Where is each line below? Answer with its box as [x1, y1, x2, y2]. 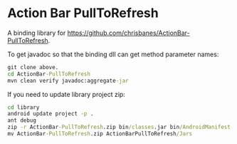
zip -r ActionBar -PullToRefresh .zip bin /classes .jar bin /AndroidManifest [7, 123, 231, 131]
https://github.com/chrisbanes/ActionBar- [67, 29, 190, 37]
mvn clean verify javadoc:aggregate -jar [7, 77, 130, 84]
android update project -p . [7, 110, 94, 118]
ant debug [7, 117, 37, 124]
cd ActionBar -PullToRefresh [7, 70, 91, 78]
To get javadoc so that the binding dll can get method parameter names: [7, 50, 219, 58]
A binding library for [7, 29, 66, 37]
